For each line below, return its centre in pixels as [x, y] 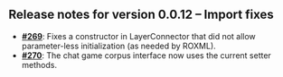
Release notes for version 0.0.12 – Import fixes [141, 15]
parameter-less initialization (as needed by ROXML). [118, 46]
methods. [39, 64]
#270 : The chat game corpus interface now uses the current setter [146, 55]
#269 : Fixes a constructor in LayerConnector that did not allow [139, 36]
